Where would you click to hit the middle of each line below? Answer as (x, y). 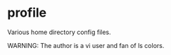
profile (27, 13)
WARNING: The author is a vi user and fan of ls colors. (86, 45)
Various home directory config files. (59, 32)
